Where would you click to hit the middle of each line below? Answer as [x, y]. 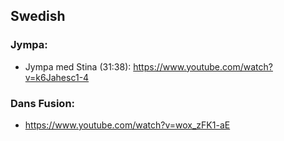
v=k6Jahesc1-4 [57, 77]
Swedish [38, 16]
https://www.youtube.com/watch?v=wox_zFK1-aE [127, 125]
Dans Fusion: [43, 103]
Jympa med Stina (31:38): [78, 66]
